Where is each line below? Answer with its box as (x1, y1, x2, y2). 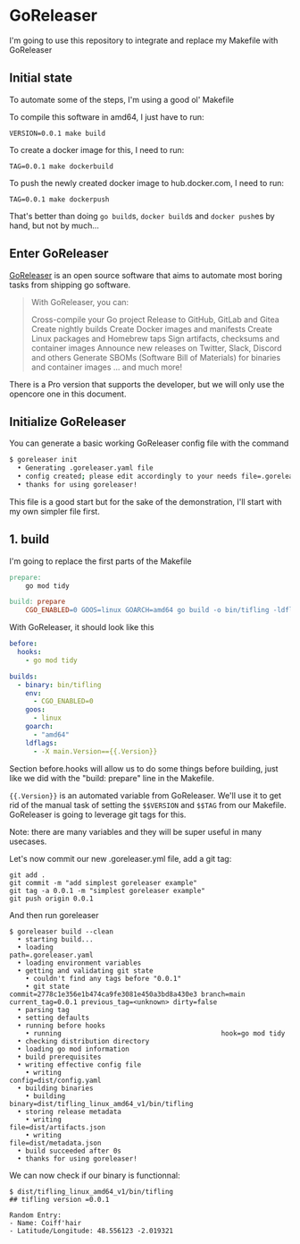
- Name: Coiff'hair (9, 1218, 82, 1227)
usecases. (9, 836, 47, 847)
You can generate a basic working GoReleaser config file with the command (9, 438, 289, 448)
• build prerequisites (17, 1052, 102, 1061)
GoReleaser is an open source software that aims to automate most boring (9, 269, 283, 280)
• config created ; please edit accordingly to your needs (17, 472, 238, 481)
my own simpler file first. (9, 506, 100, 516)
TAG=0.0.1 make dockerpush (9, 194, 110, 204)
